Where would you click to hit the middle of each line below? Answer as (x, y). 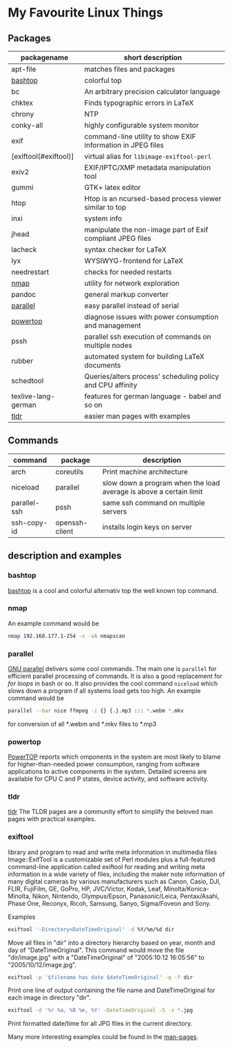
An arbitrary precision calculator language (152, 91)
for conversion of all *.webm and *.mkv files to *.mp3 (82, 724)
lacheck (24, 250)
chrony (23, 114)
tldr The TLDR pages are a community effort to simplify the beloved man (110, 812)
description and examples (65, 556)
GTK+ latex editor (113, 187)
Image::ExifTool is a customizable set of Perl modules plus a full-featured (112, 859)
